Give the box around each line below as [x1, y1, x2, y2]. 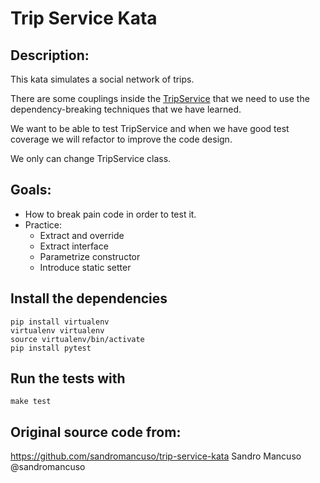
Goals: [10, 182, 52, 199]
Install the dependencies [10, 290, 168, 307]
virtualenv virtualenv [10, 325, 105, 336]
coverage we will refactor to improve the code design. [10, 133, 233, 145]
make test [10, 397, 52, 407]
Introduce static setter [39, 261, 132, 273]
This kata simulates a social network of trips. [10, 73, 195, 85]
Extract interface [39, 240, 109, 252]
